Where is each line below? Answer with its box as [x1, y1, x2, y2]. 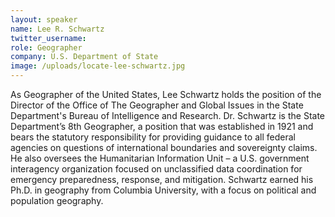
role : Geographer [10, 42, 83, 53]
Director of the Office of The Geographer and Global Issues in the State [10, 99, 304, 111]
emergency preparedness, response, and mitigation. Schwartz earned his [10, 174, 314, 185]
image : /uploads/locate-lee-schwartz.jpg [10, 61, 186, 71]
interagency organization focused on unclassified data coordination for [10, 163, 303, 175]
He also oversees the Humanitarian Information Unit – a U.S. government [10, 152, 310, 164]
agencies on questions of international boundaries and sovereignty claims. [10, 142, 318, 153]
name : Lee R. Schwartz [10, 24, 105, 34]
